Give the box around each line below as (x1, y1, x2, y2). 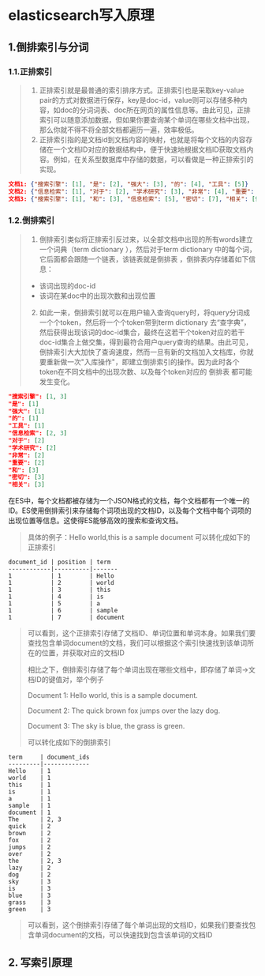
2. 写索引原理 (8, 955, 73, 969)
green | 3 (8, 906, 51, 914)
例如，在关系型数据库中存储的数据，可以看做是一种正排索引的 (53, 154, 254, 164)
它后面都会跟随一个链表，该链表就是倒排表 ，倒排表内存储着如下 (39, 254, 249, 264)
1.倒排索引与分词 (8, 40, 89, 54)
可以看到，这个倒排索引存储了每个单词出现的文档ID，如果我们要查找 (27, 921, 249, 930)
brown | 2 (8, 830, 51, 838)
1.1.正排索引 (8, 66, 53, 77)
